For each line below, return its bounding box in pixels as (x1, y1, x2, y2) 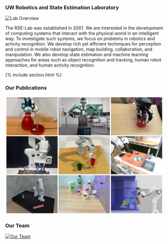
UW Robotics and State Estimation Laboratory (5, 4, 119, 11)
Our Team (5, 222, 30, 229)
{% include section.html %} (5, 72, 62, 78)
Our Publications (5, 84, 47, 91)
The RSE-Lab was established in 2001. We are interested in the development (5, 25, 163, 31)
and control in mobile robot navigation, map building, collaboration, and (5, 46, 153, 52)
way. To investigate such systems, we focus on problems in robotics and (5, 35, 155, 41)
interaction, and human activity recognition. (5, 62, 95, 68)
